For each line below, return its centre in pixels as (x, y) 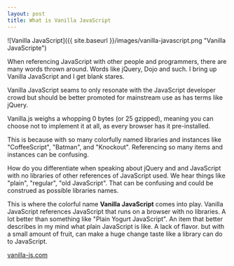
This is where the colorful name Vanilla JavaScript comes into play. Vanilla (115, 204)
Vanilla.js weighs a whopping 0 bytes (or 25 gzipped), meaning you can (110, 118)
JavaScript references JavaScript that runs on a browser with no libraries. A (117, 211)
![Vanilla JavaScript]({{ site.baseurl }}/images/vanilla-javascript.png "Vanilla (117, 40)
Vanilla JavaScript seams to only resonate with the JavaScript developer (111, 90)
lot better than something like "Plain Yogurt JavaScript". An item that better (115, 219)
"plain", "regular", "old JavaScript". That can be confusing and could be (110, 182)
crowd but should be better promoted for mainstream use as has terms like (115, 97)
